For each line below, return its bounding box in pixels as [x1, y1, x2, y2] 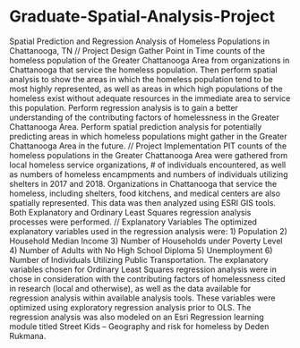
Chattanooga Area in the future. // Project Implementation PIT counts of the [9, 140, 287, 151]
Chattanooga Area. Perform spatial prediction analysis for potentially [9, 121, 262, 132]
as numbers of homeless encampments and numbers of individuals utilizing [9, 168, 288, 180]
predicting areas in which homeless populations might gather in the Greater [9, 131, 288, 141]
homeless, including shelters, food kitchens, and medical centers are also [9, 188, 280, 199]
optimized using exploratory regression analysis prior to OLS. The [9, 301, 252, 312]
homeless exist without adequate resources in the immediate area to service [9, 92, 291, 104]
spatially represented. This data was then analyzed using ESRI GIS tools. [9, 197, 276, 208]
